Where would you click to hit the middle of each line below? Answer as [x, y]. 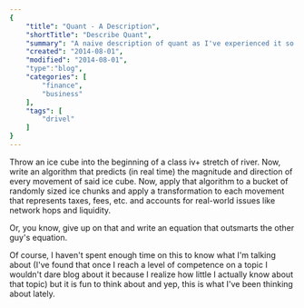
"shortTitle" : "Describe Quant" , [89, 35]
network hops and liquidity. [60, 210]
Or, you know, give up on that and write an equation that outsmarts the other [152, 227]
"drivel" [59, 119]
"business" [63, 94]
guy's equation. [39, 237]
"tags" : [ [44, 111]
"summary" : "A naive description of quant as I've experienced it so [160, 43]
